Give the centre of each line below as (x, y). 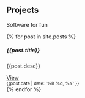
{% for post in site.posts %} (41, 37)
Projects (23, 10)
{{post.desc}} (24, 66)
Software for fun (27, 24)
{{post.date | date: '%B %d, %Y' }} (43, 83)
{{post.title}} (23, 51)
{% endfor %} (24, 89)
